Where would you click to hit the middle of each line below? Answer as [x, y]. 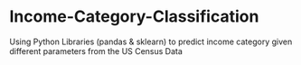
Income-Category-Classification [134, 17]
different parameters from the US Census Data [96, 51]
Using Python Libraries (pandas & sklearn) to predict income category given [151, 42]
